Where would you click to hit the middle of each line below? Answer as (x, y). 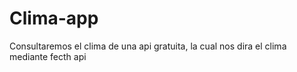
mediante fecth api (48, 56)
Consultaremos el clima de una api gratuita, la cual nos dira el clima (148, 46)
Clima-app (54, 18)
